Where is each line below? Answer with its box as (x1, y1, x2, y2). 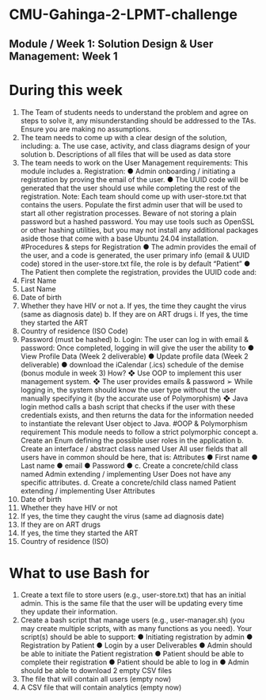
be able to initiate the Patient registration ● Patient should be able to (20, 649, 245, 659)
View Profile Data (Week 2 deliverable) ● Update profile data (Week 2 (20, 351, 249, 361)
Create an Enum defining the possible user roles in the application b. (20, 436, 244, 445)
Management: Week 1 (9, 49, 118, 63)
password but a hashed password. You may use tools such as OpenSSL (20, 216, 255, 226)
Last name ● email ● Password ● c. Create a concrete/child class (20, 461, 238, 470)
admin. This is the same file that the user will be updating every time (20, 599, 244, 608)
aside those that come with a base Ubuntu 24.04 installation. (20, 234, 218, 243)
